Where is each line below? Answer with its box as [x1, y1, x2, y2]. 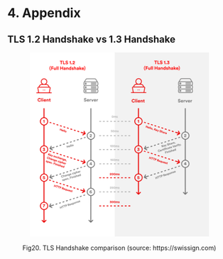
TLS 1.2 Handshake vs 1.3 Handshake [7, 33, 176, 45]
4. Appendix [7, 5, 81, 21]
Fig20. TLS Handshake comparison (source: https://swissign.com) [22, 243, 217, 252]
